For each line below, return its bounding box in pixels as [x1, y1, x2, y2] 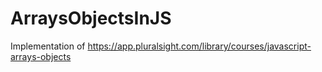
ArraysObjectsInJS [10, 7, 172, 30]
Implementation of [10, 40, 86, 52]
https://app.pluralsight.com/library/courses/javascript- [87, 40, 312, 52]
